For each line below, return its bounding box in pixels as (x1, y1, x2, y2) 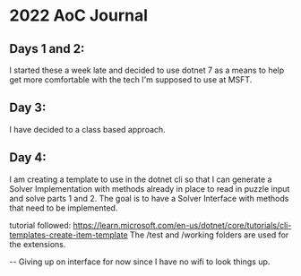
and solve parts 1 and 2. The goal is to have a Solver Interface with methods (9, 193, 289, 203)
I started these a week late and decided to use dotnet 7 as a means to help (9, 65, 285, 75)
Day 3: (9, 100, 47, 116)
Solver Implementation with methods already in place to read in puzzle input (9, 183, 290, 194)
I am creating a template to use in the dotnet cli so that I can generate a (9, 174, 272, 185)
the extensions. (9, 238, 66, 249)
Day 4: (9, 150, 47, 166)
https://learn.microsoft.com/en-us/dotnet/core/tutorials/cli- (73, 220, 292, 230)
